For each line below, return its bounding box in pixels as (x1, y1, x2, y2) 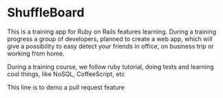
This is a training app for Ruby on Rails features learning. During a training (7, 27, 217, 36)
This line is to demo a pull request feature (7, 83, 125, 91)
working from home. (7, 49, 65, 58)
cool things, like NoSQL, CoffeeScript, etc (7, 70, 125, 78)
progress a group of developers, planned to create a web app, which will (7, 34, 213, 42)
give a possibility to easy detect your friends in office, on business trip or (7, 42, 215, 50)
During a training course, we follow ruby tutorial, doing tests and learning (7, 62, 215, 71)
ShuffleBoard (7, 5, 85, 21)
